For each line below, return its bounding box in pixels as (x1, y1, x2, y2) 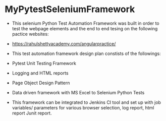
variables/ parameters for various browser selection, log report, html (12, 104, 154, 110)
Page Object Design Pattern (12, 80, 70, 86)
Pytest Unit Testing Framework (12, 60, 77, 66)
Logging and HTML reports (12, 70, 69, 76)
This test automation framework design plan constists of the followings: (12, 50, 161, 56)
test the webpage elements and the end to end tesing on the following (12, 25, 158, 31)
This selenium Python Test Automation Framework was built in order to (12, 20, 159, 26)
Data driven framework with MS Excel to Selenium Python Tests (12, 89, 145, 95)
